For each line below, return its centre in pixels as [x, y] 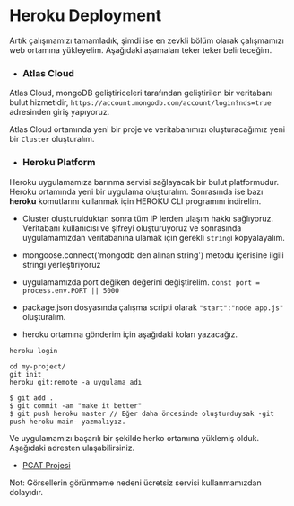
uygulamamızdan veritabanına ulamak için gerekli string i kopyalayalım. [153, 237]
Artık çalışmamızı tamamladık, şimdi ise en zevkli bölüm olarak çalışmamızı [147, 40]
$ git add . [31, 398]
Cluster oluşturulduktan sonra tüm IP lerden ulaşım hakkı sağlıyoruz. [148, 218]
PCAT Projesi [46, 465]
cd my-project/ [38, 366]
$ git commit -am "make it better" [76, 405]
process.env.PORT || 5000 [70, 290]
